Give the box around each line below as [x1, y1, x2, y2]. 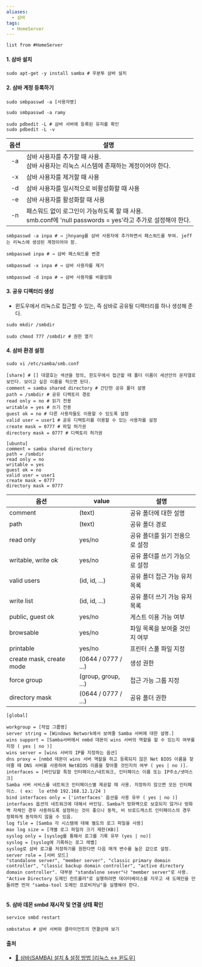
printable [9, 644, 35, 653]
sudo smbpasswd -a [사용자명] [6, 99, 77, 105]
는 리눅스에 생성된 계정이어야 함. [6, 239, 78, 245]
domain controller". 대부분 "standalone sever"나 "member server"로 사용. [6, 869, 189, 875]
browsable [9, 629, 39, 637]
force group [9, 676, 43, 685]
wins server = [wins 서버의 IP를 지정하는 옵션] [6, 750, 118, 756]
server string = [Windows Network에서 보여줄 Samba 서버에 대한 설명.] [6, 731, 174, 737]
